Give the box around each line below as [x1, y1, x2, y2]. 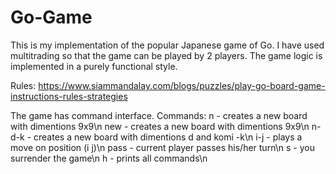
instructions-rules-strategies [10, 90, 128, 102]
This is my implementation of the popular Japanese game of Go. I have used [10, 39, 325, 51]
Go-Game [10, 6, 93, 29]
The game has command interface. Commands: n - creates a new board [10, 109, 308, 121]
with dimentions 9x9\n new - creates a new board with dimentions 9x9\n [10, 120, 310, 132]
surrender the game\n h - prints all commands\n [10, 152, 208, 164]
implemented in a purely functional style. [10, 60, 178, 72]
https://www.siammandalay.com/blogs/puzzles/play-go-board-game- [38, 79, 326, 91]
